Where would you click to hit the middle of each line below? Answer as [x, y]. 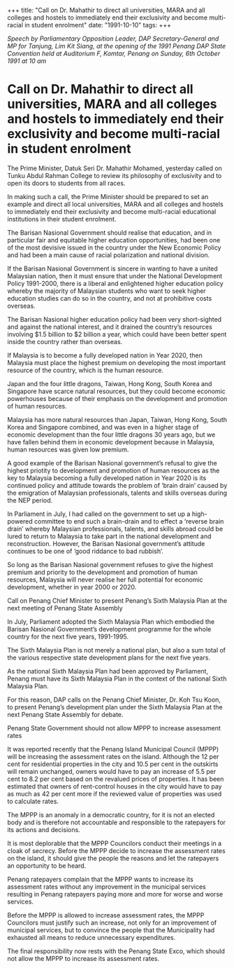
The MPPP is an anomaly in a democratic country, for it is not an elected [111, 814]
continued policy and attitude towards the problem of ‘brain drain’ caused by [117, 485]
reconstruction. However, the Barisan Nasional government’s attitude [106, 543]
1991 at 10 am [27, 61]
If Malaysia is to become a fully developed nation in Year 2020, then [105, 355]
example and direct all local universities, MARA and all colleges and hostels [115, 204]
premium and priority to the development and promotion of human [102, 572]
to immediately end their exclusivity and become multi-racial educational [112, 211]
